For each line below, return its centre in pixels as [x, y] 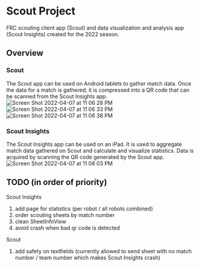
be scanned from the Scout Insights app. [57, 96]
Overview [25, 53]
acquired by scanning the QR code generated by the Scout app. [85, 157]
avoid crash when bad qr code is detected [67, 228]
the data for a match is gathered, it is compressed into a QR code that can [98, 90]
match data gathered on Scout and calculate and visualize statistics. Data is [100, 150]
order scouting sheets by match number [65, 215]
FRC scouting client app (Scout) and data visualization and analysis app [95, 28]
